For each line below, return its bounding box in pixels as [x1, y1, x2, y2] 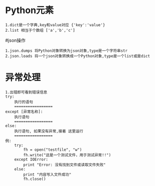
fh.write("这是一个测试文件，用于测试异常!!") [23, 152, 111, 157]
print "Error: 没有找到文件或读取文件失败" [23, 162, 106, 167]
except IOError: [14, 157, 49, 162]
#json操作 [5, 37, 26, 43]
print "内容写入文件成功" [23, 172, 71, 177]
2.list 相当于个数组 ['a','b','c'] [5, 28, 75, 33]
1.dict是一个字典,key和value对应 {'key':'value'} [5, 22, 106, 28]
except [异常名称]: [5, 109, 43, 114]
